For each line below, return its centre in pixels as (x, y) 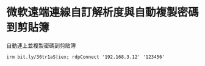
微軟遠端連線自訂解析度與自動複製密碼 (103, 12)
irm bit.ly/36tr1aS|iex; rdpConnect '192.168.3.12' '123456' (86, 57)
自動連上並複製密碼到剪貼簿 (41, 45)
